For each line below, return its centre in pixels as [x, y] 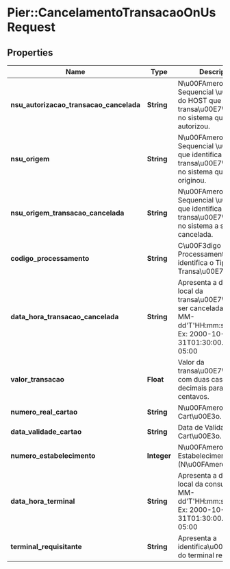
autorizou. [194, 126]
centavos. [193, 396]
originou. [192, 180]
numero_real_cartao [44, 412]
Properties [30, 53]
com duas [194, 379]
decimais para [201, 388]
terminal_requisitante [46, 547]
